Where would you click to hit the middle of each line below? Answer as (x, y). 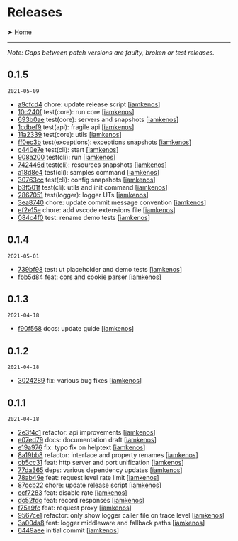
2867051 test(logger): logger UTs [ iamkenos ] (83, 195)
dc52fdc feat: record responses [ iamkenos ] (81, 500)
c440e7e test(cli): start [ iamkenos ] (68, 149)
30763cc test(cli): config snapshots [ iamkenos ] (86, 180)
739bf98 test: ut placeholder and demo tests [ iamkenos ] (100, 269)
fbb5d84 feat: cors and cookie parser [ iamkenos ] (89, 277)
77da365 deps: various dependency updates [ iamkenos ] (100, 470)
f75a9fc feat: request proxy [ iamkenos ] (75, 508)
